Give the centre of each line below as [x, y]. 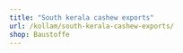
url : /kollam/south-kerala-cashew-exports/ [92, 26]
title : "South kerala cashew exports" [82, 18]
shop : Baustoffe [39, 34]
